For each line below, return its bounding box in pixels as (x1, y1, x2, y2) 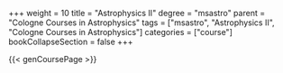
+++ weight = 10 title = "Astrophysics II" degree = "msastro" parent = (8, 8, 266, 18)
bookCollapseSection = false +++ (8, 36, 133, 47)
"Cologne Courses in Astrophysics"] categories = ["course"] (8, 27, 233, 37)
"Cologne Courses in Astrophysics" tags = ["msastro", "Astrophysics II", (8, 17, 276, 28)
